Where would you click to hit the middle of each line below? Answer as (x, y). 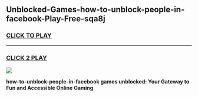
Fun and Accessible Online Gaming (50, 88)
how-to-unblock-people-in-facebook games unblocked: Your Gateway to (98, 81)
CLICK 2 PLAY (27, 58)
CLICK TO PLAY (29, 36)
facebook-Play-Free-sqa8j (56, 19)
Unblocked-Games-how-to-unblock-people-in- (95, 10)
